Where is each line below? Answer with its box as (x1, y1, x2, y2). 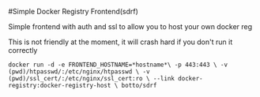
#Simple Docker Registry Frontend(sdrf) (8, 7, 138, 16)
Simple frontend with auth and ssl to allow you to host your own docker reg (8, 22, 253, 31)
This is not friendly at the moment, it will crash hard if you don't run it (8, 37, 233, 47)
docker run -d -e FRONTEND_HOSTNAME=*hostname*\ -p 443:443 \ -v (8, 61, 228, 69)
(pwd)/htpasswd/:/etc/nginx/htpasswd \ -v (8, 68, 150, 76)
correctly (8, 46, 38, 54)
